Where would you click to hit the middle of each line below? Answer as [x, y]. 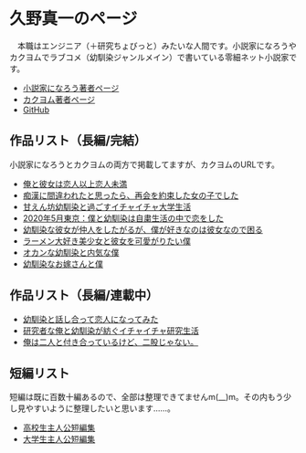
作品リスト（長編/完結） [78, 141]
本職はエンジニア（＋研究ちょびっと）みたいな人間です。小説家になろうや [157, 46]
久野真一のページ [74, 19]
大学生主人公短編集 [59, 439]
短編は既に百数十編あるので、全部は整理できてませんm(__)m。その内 [138, 397]
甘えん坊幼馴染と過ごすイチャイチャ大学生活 [107, 206]
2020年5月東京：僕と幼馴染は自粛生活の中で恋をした [123, 218]
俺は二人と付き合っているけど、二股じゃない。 [111, 342]
